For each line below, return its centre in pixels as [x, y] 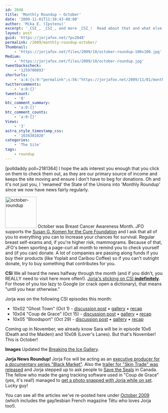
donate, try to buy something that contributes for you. [60, 263]
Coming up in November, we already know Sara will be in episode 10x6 [78, 329]
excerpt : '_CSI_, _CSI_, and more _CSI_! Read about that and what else [84, 29]
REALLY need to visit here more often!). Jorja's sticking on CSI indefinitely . [83, 278]
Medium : [13, 56]
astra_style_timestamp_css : [34, 131]
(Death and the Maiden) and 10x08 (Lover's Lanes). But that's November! [80, 334]
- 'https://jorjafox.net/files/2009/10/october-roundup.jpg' [79, 61]
